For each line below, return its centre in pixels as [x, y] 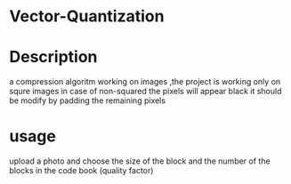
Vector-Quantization [87, 16]
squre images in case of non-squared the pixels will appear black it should [145, 92]
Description [53, 57]
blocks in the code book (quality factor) [81, 171]
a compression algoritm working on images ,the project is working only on [145, 82]
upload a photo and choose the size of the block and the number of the [140, 161]
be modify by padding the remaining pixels [88, 100]
